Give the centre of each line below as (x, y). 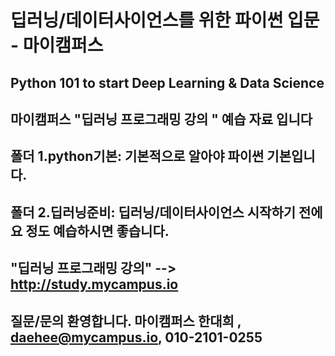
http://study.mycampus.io (94, 284)
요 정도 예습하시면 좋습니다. (90, 231)
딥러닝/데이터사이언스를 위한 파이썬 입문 (165, 20)
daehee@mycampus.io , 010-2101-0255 (136, 337)
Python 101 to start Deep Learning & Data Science (167, 82)
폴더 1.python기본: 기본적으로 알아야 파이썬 (137, 156)
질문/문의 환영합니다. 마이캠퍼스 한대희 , (126, 321)
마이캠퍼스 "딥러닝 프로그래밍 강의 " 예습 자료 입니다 (161, 119)
